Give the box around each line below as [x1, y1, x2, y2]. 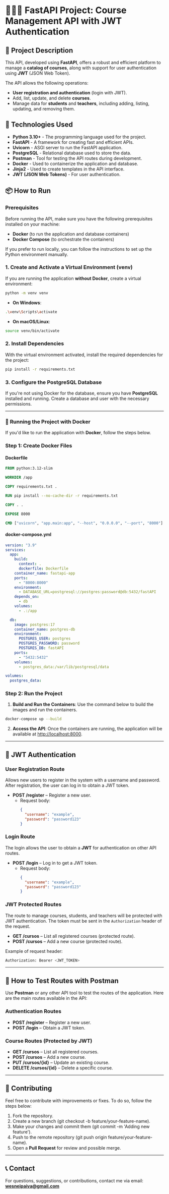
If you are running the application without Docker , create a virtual [5, 275, 142, 281]
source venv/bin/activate [5, 328, 59, 333]
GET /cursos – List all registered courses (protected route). [12, 933, 135, 939]
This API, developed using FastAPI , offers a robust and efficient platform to [5, 60, 161, 65]
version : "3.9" [5, 542, 37, 548]
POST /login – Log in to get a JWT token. [12, 860, 98, 866]
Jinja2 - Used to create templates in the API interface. [12, 166, 125, 172]
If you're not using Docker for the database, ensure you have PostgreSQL [5, 390, 158, 396]
